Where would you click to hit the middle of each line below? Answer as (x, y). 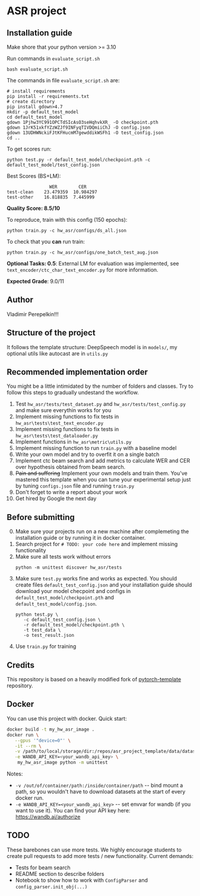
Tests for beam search (43, 868)
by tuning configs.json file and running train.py (75, 486)
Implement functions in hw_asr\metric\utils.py (73, 442)
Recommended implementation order (77, 372)
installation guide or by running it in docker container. (80, 538)
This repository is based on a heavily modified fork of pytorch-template (94, 680)
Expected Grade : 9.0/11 (36, 281)
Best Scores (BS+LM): (34, 176)
